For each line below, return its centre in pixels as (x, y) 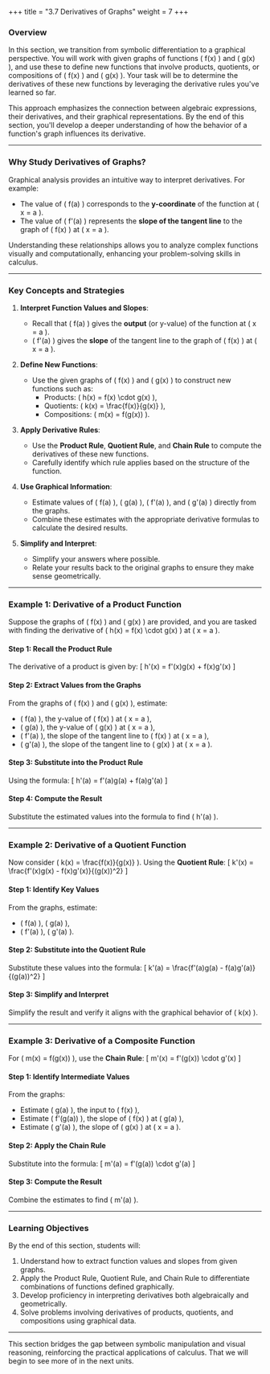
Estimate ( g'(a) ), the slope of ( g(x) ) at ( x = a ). (100, 1127)
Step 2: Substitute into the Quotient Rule (77, 950)
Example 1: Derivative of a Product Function (95, 604)
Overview (28, 32)
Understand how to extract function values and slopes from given (129, 1262)
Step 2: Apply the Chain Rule (57, 1145)
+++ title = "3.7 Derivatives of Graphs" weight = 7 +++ (98, 12)
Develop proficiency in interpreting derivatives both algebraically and (134, 1295)
